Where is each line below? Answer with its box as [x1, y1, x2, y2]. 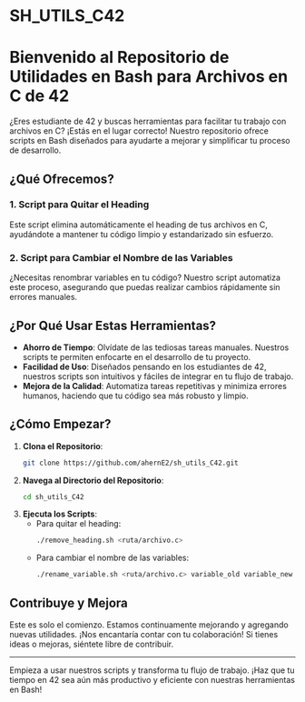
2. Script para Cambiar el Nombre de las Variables [9, 251, 233, 264]
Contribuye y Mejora [9, 595, 129, 610]
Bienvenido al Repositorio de [9, 47, 230, 68]
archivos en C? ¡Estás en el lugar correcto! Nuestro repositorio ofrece [9, 125, 270, 136]
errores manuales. [9, 292, 78, 303]
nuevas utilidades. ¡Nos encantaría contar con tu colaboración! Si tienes [9, 629, 279, 640]
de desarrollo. [9, 145, 62, 155]
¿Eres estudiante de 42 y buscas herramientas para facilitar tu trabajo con [9, 115, 287, 127]
